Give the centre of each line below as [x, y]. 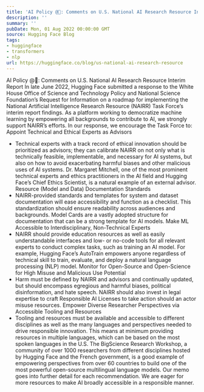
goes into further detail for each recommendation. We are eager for [99, 376]
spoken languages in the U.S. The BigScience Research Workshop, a [101, 343]
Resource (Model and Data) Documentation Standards [83, 188]
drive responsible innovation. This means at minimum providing [94, 331]
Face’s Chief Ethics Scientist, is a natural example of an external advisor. [105, 182]
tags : [13, 40]
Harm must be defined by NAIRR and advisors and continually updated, [104, 279]
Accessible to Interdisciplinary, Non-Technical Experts [83, 227]
